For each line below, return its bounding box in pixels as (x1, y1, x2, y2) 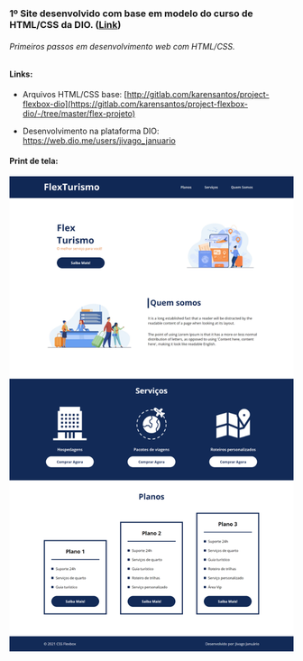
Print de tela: (9, 156, 59, 167)
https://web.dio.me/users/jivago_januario (22, 134, 176, 146)
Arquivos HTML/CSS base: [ (22, 88, 128, 99)
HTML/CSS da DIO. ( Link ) (9, 18, 122, 31)
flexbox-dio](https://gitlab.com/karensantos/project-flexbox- (22, 98, 248, 109)
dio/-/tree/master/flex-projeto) (22, 107, 136, 119)
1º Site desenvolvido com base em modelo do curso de (9, 7, 253, 20)
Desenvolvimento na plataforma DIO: (22, 125, 160, 136)
